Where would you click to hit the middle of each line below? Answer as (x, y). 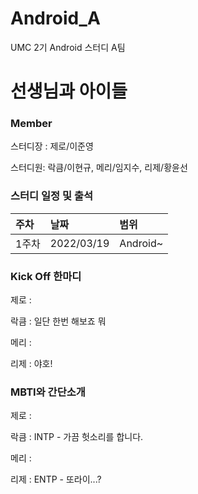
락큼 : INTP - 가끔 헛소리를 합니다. (77, 437)
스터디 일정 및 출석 (52, 196)
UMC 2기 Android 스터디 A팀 (68, 47)
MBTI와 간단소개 (48, 392)
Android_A (55, 18)
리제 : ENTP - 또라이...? (56, 479)
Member (31, 124)
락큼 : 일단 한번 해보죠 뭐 (58, 321)
